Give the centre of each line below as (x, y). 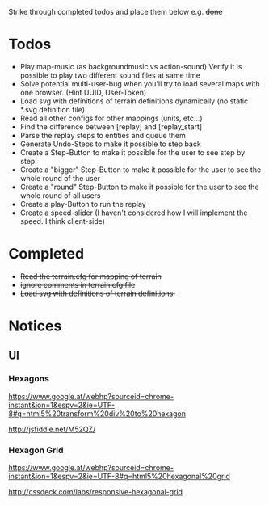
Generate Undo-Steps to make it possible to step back (111, 144)
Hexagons (29, 379)
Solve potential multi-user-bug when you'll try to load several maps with (140, 83)
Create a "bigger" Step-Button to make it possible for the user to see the (141, 170)
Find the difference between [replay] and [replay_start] (111, 126)
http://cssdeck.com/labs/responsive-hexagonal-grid (96, 492)
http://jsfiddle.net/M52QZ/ (52, 429)
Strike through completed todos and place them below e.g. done (116, 12)
